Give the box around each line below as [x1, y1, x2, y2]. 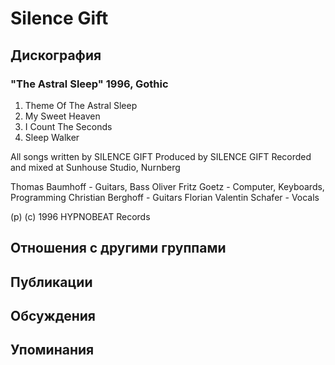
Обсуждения [10, 308, 96, 325]
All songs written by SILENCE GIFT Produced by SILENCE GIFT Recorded [10, 150, 312, 162]
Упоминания [10, 342, 95, 359]
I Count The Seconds [24, 120, 113, 132]
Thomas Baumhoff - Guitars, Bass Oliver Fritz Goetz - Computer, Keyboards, [10, 180, 325, 192]
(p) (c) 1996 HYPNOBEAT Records [10, 210, 151, 222]
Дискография [10, 47, 102, 64]
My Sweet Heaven [24, 110, 101, 122]
